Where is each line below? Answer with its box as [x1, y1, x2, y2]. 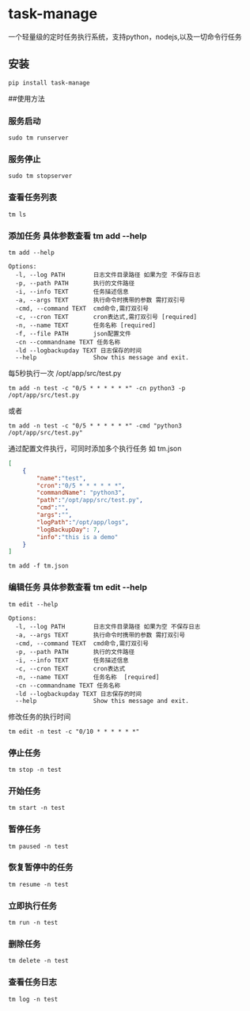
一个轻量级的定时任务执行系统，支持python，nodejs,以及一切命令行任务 [8, 32, 243, 41]
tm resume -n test [8, 880, 69, 888]
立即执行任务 [8, 900, 58, 911]
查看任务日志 [8, 977, 58, 988]
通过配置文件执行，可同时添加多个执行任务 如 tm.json [8, 443, 182, 453]
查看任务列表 [8, 192, 58, 203]
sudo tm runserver [8, 134, 69, 143]
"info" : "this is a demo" [36, 533, 119, 541]
